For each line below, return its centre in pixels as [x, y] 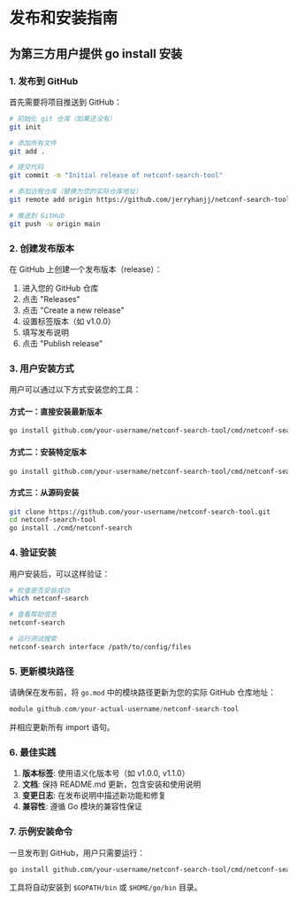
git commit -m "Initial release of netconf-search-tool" [116, 175]
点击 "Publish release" [62, 343]
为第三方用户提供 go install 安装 [96, 54]
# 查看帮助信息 [33, 615]
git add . [27, 151]
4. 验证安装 [33, 553]
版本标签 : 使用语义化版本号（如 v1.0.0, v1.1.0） [106, 773]
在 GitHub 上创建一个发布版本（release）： [86, 269]
